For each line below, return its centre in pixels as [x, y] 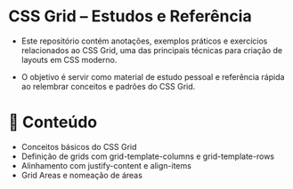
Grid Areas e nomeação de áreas [82, 175]
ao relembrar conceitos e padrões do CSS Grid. [108, 86]
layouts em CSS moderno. [69, 59]
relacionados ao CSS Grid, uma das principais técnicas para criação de [151, 50]
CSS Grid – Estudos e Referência [130, 16]
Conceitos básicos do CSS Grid [79, 146]
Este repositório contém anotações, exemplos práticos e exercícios [144, 41]
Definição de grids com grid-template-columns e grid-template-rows [148, 156]
